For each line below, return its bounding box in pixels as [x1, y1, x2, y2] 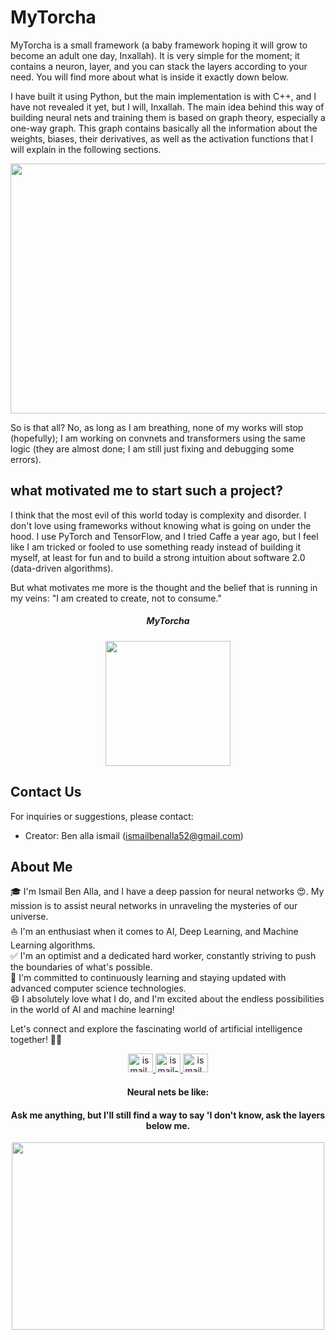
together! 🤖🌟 [10, 1034, 63, 1046]
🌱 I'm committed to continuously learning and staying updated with [10, 972, 287, 984]
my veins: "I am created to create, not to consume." [10, 592, 222, 604]
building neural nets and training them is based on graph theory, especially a [10, 111, 326, 123]
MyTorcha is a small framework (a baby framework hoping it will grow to [10, 39, 308, 51]
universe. [10, 911, 49, 923]
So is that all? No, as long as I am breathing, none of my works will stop [10, 421, 304, 433]
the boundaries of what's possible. [10, 961, 153, 973]
